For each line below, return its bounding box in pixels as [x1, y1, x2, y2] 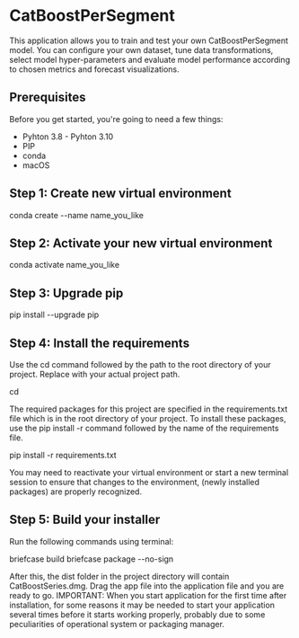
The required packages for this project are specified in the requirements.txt [9, 403, 288, 414]
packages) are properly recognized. [9, 486, 142, 497]
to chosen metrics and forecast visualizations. [9, 64, 180, 75]
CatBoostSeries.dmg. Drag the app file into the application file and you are [9, 580, 285, 591]
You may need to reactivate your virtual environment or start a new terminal [9, 467, 289, 477]
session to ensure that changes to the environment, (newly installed [9, 477, 260, 487]
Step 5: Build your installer [9, 512, 161, 527]
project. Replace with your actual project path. [9, 369, 180, 379]
